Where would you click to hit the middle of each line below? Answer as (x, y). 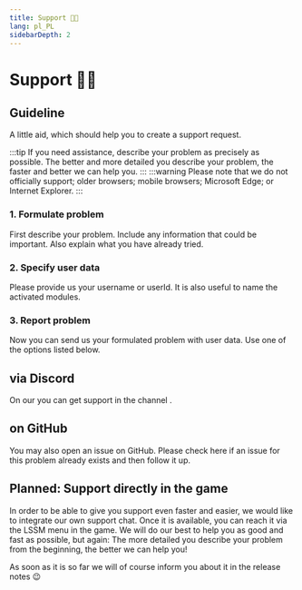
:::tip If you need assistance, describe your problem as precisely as (135, 152)
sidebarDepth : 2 (40, 34)
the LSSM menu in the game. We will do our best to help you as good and (146, 530)
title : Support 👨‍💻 (44, 18)
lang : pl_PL (32, 26)
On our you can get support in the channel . (91, 400)
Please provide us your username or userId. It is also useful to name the (144, 287)
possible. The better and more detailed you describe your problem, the (141, 162)
